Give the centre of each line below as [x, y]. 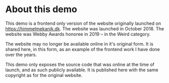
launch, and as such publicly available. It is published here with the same [82, 70]
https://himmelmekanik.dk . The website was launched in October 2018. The [85, 28]
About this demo [41, 9]
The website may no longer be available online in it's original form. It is [79, 44]
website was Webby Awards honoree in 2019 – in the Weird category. [78, 34]
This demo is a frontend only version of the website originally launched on [83, 23]
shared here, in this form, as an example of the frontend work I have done [83, 49]
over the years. [21, 55]
